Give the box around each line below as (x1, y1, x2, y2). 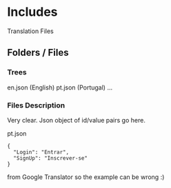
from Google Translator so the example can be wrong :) (7, 173, 165, 181)
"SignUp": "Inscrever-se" (13, 154, 88, 162)
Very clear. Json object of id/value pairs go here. (7, 116, 146, 124)
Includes (7, 4, 58, 20)
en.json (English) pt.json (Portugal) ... (7, 83, 112, 92)
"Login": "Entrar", (13, 149, 70, 156)
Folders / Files (7, 47, 69, 59)
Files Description (7, 101, 66, 110)
